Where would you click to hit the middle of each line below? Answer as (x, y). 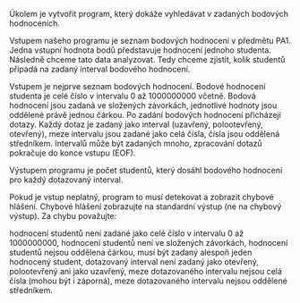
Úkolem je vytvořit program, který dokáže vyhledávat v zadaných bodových (149, 14)
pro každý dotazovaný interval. (66, 180)
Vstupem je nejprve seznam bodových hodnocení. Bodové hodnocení (137, 86)
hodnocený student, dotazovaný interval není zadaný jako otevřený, (134, 262)
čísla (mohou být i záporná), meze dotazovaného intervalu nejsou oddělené (149, 281)
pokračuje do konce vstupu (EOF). (73, 153)
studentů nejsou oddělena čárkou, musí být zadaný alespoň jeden (131, 252)
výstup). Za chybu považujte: (63, 216)
